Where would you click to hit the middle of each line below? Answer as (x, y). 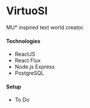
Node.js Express (35, 67)
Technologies (23, 41)
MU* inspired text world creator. (45, 27)
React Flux (28, 61)
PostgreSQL (29, 73)
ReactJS (25, 54)
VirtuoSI (27, 11)
